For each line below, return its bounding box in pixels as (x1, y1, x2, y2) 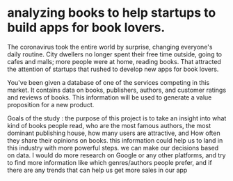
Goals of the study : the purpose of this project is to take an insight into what (7, 113, 227, 123)
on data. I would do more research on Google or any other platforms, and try (7, 151, 226, 159)
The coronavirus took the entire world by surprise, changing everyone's (7, 42, 213, 51)
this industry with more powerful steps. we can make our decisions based (7, 143, 219, 152)
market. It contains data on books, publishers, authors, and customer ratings (7, 86, 227, 94)
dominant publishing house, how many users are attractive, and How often (7, 129, 220, 137)
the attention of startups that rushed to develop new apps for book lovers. (7, 65, 219, 73)
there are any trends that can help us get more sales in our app (7, 166, 188, 174)
